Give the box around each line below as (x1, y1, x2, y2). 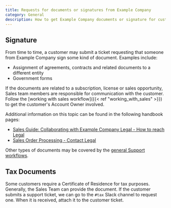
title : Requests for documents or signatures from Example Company (5, 7, 152, 13)
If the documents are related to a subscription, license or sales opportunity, (5, 85, 163, 92)
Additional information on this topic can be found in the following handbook (5, 111, 163, 117)
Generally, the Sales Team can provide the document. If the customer (5, 186, 151, 192)
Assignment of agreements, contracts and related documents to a (12, 65, 151, 71)
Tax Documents (5, 167, 56, 176)
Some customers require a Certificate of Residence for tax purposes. (5, 181, 150, 187)
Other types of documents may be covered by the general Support (5, 147, 145, 153)
